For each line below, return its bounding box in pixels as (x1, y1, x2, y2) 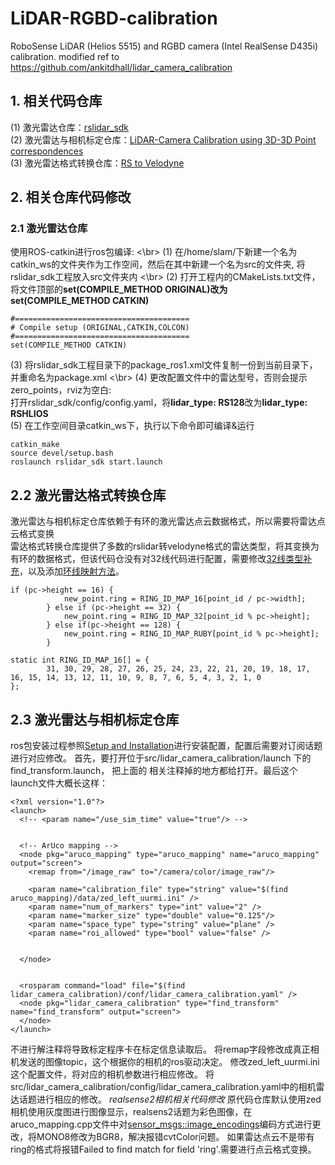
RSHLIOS (10, 408, 49, 420)
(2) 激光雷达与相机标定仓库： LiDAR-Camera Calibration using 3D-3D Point (10, 133, 317, 146)
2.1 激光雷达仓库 (10, 222, 88, 236)
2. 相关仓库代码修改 (10, 189, 132, 206)
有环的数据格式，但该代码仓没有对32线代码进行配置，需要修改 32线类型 (10, 553, 304, 565)
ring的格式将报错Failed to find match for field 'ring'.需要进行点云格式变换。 (10, 1143, 317, 1156)
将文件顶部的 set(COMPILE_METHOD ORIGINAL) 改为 (10, 283, 228, 296)
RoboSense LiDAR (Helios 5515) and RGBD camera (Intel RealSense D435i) (10, 40, 319, 52)
